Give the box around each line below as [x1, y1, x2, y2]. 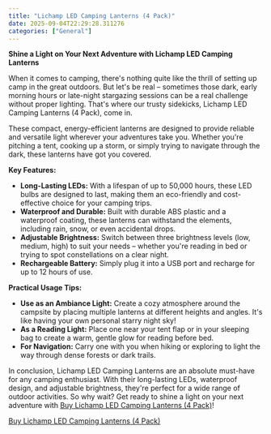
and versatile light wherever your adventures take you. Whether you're [8, 132, 244, 142]
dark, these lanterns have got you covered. [8, 149, 152, 159]
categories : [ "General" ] [8, 27, 92, 35]
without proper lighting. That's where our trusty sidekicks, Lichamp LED [8, 99, 248, 110]
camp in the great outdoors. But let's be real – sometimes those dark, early [8, 82, 257, 92]
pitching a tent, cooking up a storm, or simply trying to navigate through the [8, 141, 260, 151]
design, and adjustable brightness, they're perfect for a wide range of [8, 383, 241, 393]
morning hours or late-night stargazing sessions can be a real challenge [8, 91, 248, 101]
